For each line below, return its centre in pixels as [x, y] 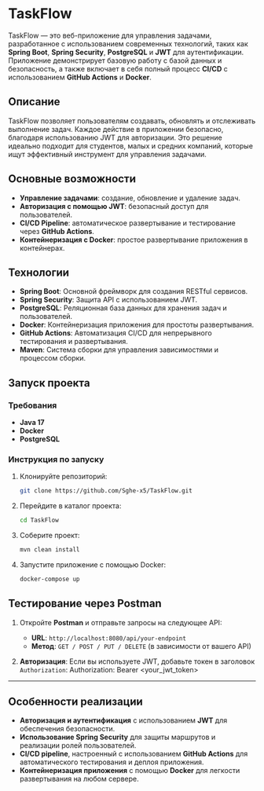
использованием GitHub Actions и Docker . [80, 77]
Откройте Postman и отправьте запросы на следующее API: [121, 622]
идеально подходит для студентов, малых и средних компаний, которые [131, 145]
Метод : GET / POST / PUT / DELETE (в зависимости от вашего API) [141, 646]
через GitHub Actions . [57, 231]
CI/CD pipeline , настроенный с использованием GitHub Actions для [134, 754]
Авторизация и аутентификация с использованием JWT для [123, 720]
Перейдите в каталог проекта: [70, 506]
